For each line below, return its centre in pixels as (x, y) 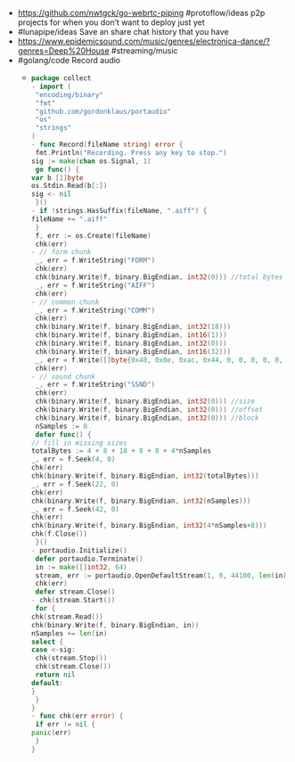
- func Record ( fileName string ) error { (107, 144)
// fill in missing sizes (79, 443)
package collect (61, 78)
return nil (55, 675)
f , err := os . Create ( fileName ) (93, 235)
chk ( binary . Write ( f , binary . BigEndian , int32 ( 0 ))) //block (147, 418)
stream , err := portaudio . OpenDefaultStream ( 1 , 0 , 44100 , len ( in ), (163, 575)
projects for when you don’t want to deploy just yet (111, 22)
